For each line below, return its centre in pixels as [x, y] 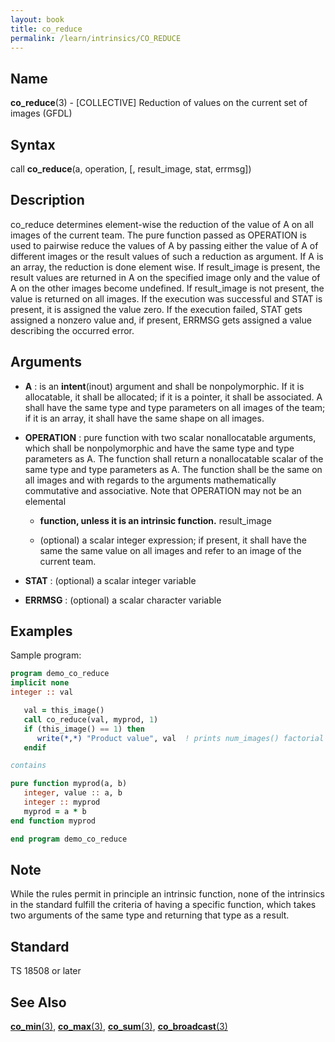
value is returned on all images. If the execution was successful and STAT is [166, 298]
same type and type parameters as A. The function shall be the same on [173, 469]
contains [28, 766]
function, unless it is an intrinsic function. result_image [155, 520]
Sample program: [46, 655]
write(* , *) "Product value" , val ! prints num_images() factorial [180, 738]
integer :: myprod [62, 802]
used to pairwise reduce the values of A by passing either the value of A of [164, 245]
